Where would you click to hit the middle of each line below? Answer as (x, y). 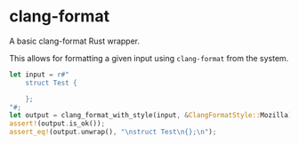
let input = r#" (39, 74)
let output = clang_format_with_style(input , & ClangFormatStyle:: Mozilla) (151, 116)
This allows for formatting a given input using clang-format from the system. (149, 58)
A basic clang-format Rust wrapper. (75, 41)
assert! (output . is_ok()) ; (57, 124)
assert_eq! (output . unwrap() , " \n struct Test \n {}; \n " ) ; (113, 132)
